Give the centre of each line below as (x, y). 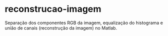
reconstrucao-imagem (53, 9)
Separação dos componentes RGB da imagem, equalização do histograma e (84, 23)
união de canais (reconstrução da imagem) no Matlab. (61, 28)
